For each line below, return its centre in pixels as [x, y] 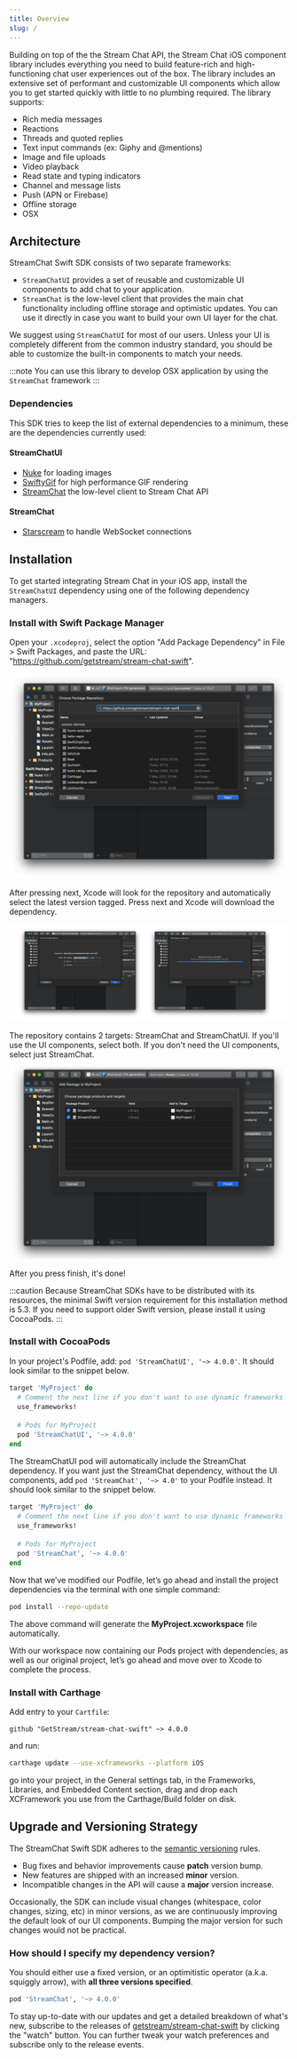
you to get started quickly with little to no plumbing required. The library [141, 92]
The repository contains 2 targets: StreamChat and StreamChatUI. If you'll [144, 1035]
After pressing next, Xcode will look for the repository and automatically [140, 893]
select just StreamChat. [52, 1054]
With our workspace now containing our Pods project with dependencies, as [149, 1650]
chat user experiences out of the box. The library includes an [164, 73]
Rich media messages [62, 119]
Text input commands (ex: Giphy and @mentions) [112, 148]
